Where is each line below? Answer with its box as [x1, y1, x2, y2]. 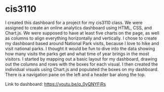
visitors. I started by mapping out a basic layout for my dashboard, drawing [5, 56, 158, 62]
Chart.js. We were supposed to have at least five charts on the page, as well [5, 30, 160, 36]
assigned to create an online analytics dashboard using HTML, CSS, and [5, 24, 152, 30]
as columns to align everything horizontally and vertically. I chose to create [5, 35, 157, 41]
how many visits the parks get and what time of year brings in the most [5, 50, 149, 57]
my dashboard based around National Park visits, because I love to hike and [5, 40, 159, 46]
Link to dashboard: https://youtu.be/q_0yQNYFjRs [5, 81, 106, 87]
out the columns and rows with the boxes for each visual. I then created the [5, 61, 158, 67]
